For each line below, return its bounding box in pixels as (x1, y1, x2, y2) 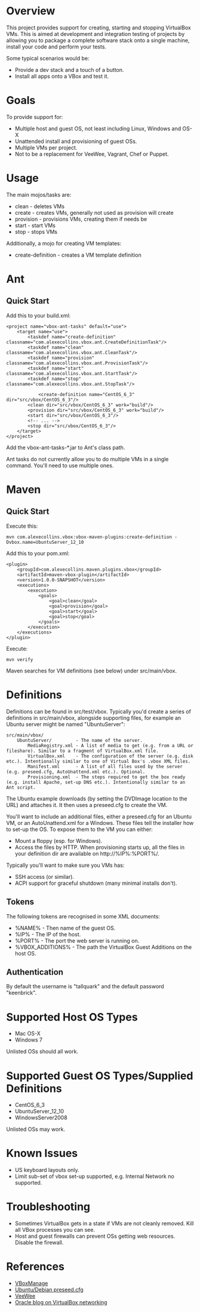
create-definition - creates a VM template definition (14, 251, 141, 258)
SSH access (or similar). (14, 873, 75, 880)
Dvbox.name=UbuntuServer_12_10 (6, 539, 84, 545)
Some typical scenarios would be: (6, 54, 90, 62)
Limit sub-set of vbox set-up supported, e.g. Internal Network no (14, 1173, 174, 1180)
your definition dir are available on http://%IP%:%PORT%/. (14, 850, 159, 857)
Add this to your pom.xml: (6, 549, 70, 557)
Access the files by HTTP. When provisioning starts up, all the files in (14, 844, 185, 851)
